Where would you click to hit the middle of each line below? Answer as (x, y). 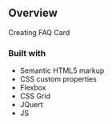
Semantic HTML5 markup (62, 70)
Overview (33, 13)
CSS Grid (35, 96)
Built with (27, 53)
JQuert (32, 105)
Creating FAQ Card (39, 32)
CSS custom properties (58, 79)
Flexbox (33, 88)
